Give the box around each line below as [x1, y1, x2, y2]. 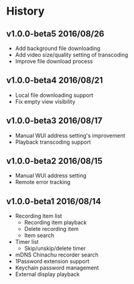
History [6, 4, 45, 18]
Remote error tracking [15, 179, 71, 186]
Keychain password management [15, 264, 99, 272]
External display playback [15, 271, 80, 278]
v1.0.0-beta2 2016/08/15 [6, 156, 103, 166]
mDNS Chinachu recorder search [15, 251, 99, 258]
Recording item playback [24, 219, 87, 226]
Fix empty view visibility [15, 98, 76, 105]
